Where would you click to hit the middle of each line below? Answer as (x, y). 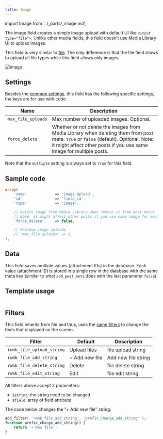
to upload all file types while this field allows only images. (62, 57)
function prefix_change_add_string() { (45, 423)
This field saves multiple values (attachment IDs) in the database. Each (76, 265)
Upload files (83, 350)
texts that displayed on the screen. (40, 330)
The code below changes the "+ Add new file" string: (58, 409)
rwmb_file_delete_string (36, 366)
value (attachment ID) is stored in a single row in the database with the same (81, 271)
